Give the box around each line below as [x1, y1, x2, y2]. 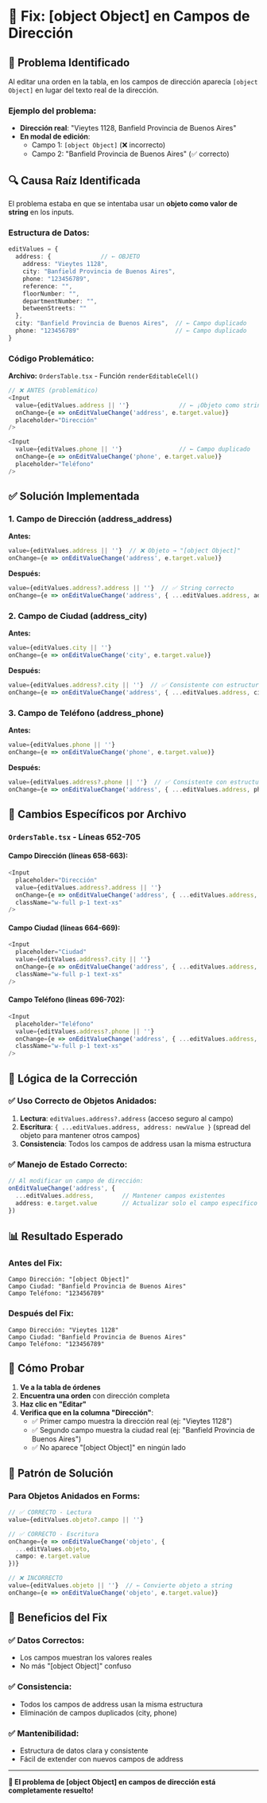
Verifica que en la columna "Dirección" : [19, 1408, 154, 1418]
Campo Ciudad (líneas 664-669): [8, 923, 121, 933]
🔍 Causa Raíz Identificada [8, 174, 141, 187]
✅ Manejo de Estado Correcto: [8, 1159, 128, 1170]
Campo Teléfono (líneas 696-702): [8, 995, 126, 1004]
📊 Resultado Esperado [8, 1230, 123, 1243]
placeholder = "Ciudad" [15, 948, 87, 956]
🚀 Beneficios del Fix [8, 1611, 108, 1625]
